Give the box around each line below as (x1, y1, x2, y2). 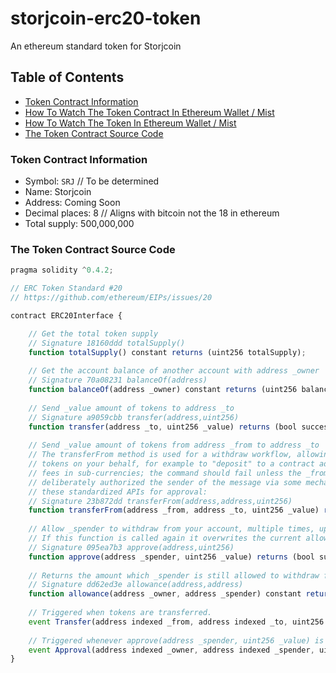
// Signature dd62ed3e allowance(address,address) (28, 580, 244, 590)
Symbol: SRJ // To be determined (24, 175, 160, 187)
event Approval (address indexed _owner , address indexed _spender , (28, 645, 315, 655)
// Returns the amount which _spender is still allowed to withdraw (28, 570, 320, 581)
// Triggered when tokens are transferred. (28, 608, 213, 618)
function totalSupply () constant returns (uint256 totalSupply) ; (28, 347, 307, 357)
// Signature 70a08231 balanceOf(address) (28, 375, 208, 386)
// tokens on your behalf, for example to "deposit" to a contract (28, 459, 315, 469)
